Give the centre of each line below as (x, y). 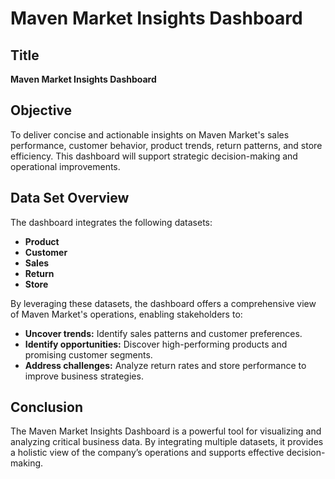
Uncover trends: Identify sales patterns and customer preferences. (163, 333)
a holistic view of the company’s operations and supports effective (147, 453)
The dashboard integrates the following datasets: (111, 222)
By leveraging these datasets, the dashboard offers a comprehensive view (163, 303)
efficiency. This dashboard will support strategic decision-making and (154, 156)
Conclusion (47, 407)
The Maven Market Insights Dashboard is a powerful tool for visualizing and (166, 431)
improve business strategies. (84, 376)
